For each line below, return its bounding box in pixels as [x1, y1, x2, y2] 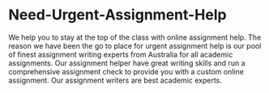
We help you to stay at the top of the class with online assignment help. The [8, 32, 262, 42]
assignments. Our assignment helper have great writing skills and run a [8, 58, 246, 68]
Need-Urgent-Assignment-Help [8, 6, 227, 24]
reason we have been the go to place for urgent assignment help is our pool [8, 40, 262, 50]
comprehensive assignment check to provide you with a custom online [8, 66, 245, 76]
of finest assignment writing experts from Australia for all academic [8, 49, 233, 59]
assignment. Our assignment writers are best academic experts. [8, 75, 223, 85]
